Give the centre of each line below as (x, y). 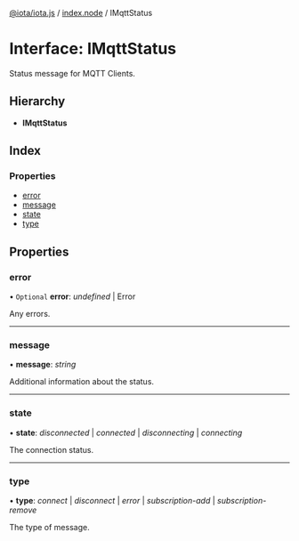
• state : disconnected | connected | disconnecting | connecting (126, 432)
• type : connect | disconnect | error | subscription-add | (112, 501)
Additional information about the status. (81, 382)
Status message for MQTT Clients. (73, 73)
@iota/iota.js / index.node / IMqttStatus (81, 13)
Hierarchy (37, 101)
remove (23, 510)
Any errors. (30, 314)
